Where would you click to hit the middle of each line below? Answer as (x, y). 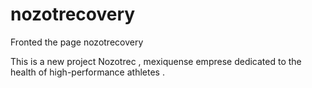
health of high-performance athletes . (87, 72)
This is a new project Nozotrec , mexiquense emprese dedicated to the (156, 61)
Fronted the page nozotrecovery (77, 42)
